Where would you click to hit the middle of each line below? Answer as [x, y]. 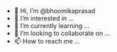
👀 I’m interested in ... [44, 18]
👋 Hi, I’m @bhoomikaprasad [55, 11]
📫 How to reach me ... [47, 41]
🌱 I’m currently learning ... [52, 26]
